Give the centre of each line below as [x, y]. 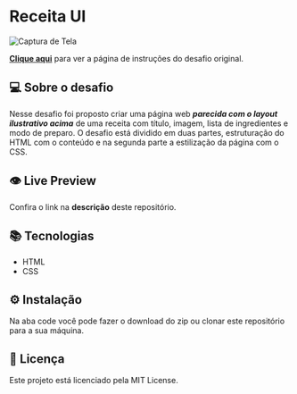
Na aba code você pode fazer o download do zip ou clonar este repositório [147, 321]
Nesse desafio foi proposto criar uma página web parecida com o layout [144, 113]
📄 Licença [37, 359]
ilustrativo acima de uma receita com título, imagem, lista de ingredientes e [149, 123]
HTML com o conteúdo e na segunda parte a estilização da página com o [144, 142]
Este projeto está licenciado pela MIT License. [94, 380]
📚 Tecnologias [52, 235]
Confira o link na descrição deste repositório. [93, 206]
